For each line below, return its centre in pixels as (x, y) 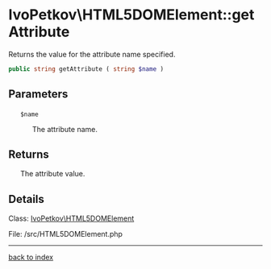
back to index (31, 257)
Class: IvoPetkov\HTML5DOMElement (71, 218)
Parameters (38, 94)
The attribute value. (52, 174)
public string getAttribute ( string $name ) (86, 69)
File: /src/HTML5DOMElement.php (66, 234)
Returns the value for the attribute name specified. (92, 54)
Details (26, 199)
